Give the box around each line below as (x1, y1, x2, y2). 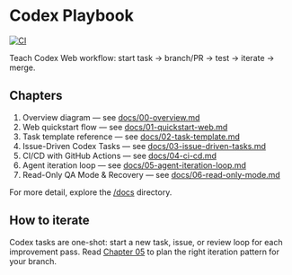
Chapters (9, 88, 63, 103)
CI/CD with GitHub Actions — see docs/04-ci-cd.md (22, 150, 217, 161)
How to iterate (9, 213, 90, 228)
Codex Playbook (9, 5, 135, 26)
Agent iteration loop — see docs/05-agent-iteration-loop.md (22, 159, 247, 171)
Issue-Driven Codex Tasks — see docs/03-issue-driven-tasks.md (22, 140, 267, 151)
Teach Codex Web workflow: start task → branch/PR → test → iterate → (9, 52, 275, 63)
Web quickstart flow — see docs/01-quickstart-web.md (22, 121, 228, 132)
